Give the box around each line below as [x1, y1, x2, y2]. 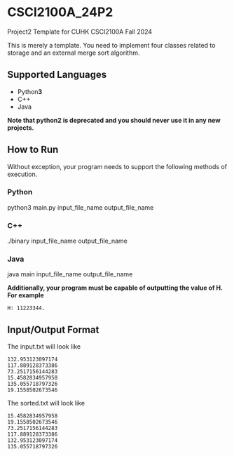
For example [7, 291, 44, 300]
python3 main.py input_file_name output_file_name [7, 203, 154, 211]
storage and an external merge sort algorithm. [7, 48, 140, 57]
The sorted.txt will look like [7, 399, 85, 408]
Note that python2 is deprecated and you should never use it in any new [7, 116, 221, 124]
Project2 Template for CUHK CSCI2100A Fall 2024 [7, 27, 153, 36]
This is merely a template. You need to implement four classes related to [7, 41, 216, 49]
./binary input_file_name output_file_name [7, 236, 128, 246]
